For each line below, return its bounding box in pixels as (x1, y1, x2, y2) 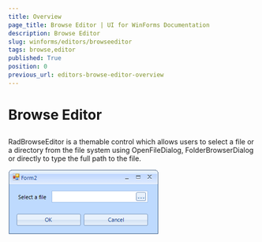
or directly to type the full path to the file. (8, 154, 142, 163)
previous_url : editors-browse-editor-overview (8, 71, 164, 79)
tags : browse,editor (8, 46, 77, 54)
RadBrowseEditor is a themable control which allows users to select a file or (8, 137, 255, 147)
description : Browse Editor (8, 29, 101, 37)
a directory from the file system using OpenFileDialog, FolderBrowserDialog (8, 146, 254, 155)
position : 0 (8, 63, 47, 71)
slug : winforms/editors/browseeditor (8, 38, 133, 46)
